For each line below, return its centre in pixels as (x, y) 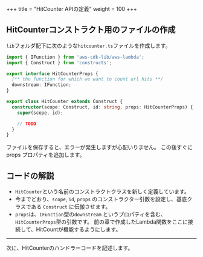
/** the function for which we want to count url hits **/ (88, 79)
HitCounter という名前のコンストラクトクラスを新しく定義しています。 (102, 192)
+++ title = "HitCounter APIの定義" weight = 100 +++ (72, 9)
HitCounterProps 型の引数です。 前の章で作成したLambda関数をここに (101, 222)
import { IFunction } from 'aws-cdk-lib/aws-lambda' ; (76, 57)
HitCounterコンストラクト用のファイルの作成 (91, 30)
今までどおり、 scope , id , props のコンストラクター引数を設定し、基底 (101, 199)
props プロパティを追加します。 (46, 155)
